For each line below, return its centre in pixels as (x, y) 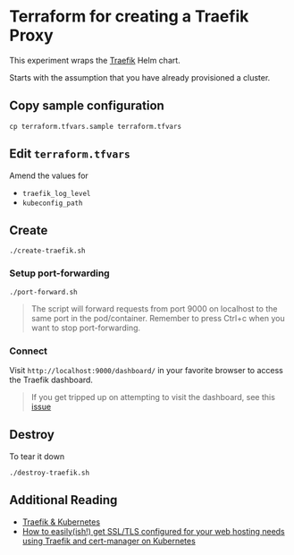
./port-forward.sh (43, 292)
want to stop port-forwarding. (86, 328)
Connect (28, 351)
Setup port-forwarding (59, 273)
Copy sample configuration (87, 106)
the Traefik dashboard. (51, 380)
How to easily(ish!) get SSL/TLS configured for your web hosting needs (154, 531)
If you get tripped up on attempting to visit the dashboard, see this (153, 397)
